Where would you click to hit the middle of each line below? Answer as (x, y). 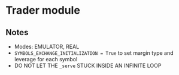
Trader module (43, 10)
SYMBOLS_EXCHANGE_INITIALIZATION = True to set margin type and (94, 53)
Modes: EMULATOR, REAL (47, 46)
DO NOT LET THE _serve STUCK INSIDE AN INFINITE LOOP (88, 65)
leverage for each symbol (46, 59)
